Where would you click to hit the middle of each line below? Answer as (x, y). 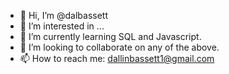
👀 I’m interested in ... (62, 26)
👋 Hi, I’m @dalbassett (64, 15)
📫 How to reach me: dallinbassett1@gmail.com (117, 58)
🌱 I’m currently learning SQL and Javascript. (110, 36)
